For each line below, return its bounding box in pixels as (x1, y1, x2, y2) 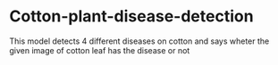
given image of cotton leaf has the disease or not (9, 45, 190, 55)
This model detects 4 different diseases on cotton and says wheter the (9, 36, 270, 46)
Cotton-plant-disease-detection (9, 6, 254, 27)
